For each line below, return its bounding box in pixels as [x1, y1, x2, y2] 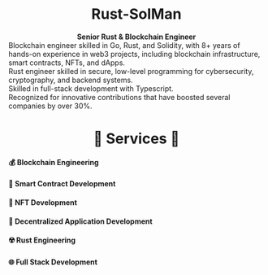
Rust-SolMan [91, 5, 182, 24]
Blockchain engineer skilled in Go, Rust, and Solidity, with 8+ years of [8, 40, 241, 50]
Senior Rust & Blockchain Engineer [76, 32, 197, 41]
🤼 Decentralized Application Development [8, 216, 153, 226]
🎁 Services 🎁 [93, 129, 180, 148]
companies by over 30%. [8, 101, 93, 111]
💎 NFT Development [8, 197, 77, 207]
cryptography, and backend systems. [8, 75, 133, 85]
